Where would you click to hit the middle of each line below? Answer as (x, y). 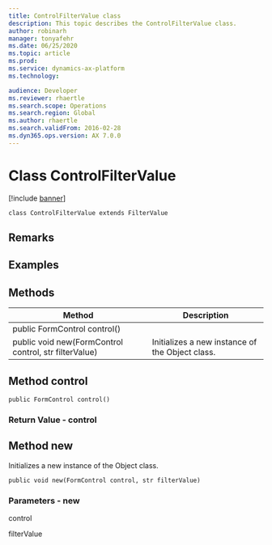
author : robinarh (38, 31)
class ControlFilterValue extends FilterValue (88, 213)
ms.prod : (23, 61)
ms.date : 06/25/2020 (43, 46)
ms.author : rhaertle (43, 121)
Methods (32, 292)
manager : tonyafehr (41, 38)
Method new (41, 446)
